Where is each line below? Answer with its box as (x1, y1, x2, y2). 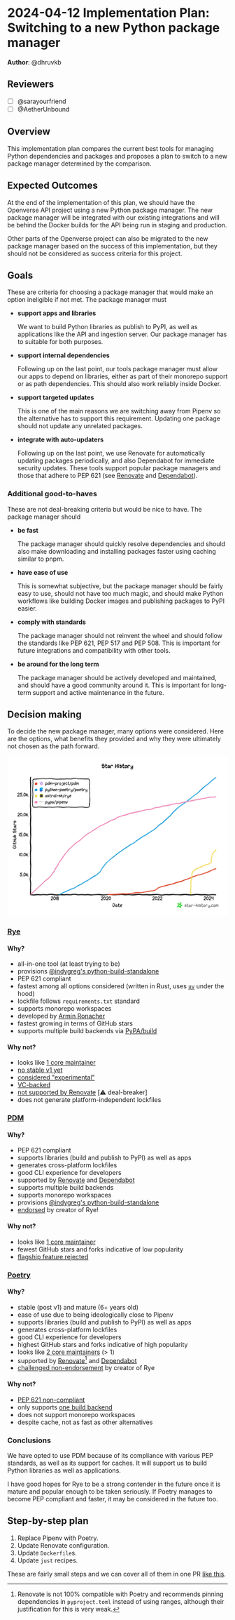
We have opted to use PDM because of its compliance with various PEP (7, 1451, 213, 1459)
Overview (7, 126, 51, 138)
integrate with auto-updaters (17, 435, 104, 444)
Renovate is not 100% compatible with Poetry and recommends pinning (17, 1590, 224, 1598)
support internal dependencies (17, 351, 110, 359)
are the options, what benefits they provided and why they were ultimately (7, 735, 222, 743)
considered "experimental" (17, 1073, 96, 1082)
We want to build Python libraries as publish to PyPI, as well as (17, 323, 198, 331)
